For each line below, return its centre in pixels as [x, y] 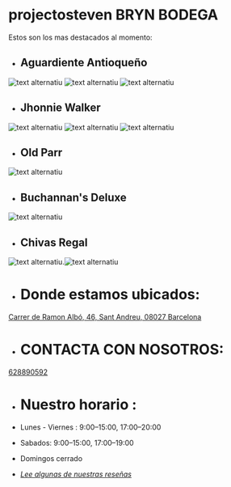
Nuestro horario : [78, 405]
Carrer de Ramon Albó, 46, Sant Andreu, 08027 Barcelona [105, 316]
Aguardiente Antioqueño [84, 63]
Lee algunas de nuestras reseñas [76, 474]
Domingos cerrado [51, 458]
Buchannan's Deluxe [73, 197]
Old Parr [41, 152]
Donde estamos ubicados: [110, 295]
